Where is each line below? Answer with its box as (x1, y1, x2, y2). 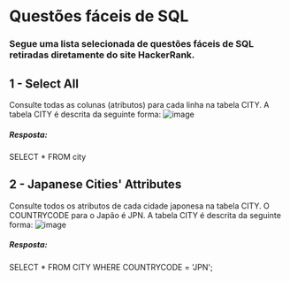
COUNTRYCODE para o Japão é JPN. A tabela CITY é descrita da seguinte (9, 209, 281, 220)
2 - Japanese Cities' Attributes (9, 177, 182, 192)
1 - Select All (9, 76, 80, 91)
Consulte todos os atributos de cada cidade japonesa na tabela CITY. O (9, 201, 270, 211)
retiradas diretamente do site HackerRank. (9, 49, 195, 61)
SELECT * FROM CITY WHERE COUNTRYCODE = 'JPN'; (9, 262, 214, 272)
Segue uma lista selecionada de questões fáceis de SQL (9, 38, 255, 50)
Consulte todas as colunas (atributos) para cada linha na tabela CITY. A (9, 99, 270, 110)
